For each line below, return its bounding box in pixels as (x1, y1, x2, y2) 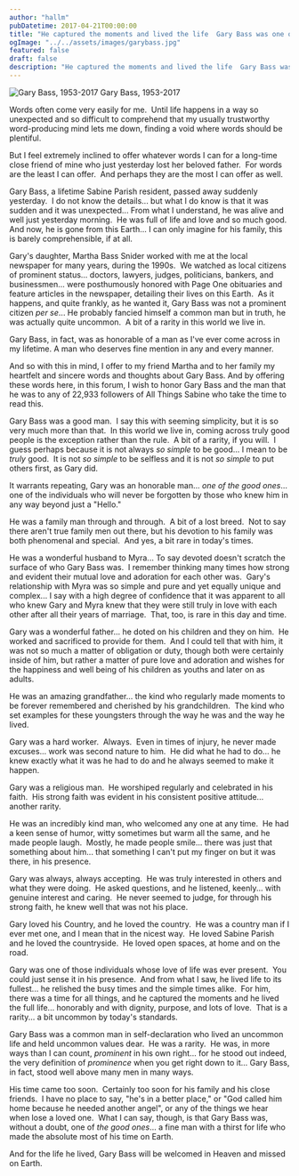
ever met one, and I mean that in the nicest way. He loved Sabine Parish (9, 928, 275, 938)
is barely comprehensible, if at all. (9, 233, 133, 244)
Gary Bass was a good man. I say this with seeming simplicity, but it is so (9, 415, 279, 426)
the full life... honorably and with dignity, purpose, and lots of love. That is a (9, 1002, 287, 1012)
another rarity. (9, 801, 61, 811)
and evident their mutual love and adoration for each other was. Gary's (9, 571, 271, 582)
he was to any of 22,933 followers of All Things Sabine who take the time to (9, 389, 287, 399)
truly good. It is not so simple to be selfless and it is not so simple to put (9, 453, 274, 463)
